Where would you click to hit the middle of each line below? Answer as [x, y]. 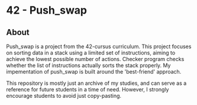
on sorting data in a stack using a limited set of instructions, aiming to [91, 53]
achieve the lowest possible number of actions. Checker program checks [95, 59]
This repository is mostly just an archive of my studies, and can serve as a [96, 83]
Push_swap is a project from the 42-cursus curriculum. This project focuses [99, 46]
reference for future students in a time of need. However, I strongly [88, 89]
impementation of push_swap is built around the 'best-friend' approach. [94, 71]
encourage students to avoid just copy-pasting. [64, 96]
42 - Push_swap [47, 10]
